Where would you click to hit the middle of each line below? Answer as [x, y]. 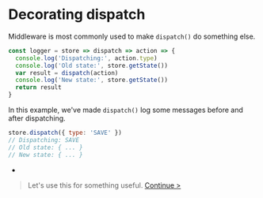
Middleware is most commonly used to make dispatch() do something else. [132, 36]
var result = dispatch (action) [67, 73]
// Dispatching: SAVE [44, 140]
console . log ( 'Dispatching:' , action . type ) [86, 58]
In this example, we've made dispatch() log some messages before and [126, 110]
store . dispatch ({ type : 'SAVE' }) [65, 133]
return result [38, 88]
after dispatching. [37, 118]
